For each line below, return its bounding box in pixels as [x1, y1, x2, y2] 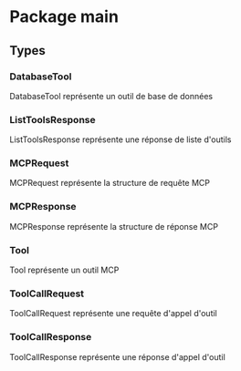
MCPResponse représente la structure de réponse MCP [9, 221, 219, 232]
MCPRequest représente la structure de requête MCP [9, 178, 210, 189]
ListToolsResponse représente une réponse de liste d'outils [9, 134, 232, 145]
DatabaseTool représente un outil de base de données [9, 90, 213, 101]
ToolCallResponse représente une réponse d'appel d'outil [9, 351, 225, 362]
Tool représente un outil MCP [9, 264, 120, 275]
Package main [9, 6, 119, 27]
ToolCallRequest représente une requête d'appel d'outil [9, 308, 217, 319]
